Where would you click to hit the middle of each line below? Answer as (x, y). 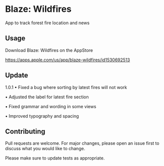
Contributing (25, 131)
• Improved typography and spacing (42, 116)
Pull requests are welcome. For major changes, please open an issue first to (82, 143)
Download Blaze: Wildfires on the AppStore (49, 50)
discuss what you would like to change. (45, 149)
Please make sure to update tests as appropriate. (55, 158)
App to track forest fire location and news (47, 23)
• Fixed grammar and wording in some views (51, 106)
